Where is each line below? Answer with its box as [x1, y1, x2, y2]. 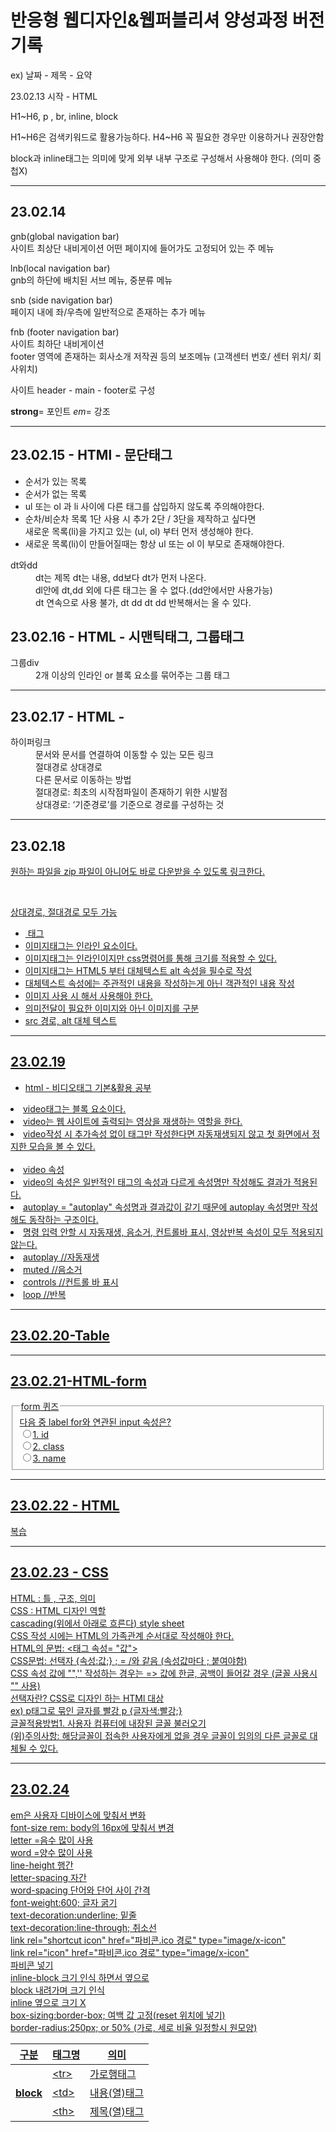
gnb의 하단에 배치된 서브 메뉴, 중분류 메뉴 [10, 274, 173, 286]
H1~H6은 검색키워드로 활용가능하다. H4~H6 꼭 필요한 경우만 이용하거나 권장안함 [10, 131, 325, 143]
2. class [32, 1441, 65, 1453]
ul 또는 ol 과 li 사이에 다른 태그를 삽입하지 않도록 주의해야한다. [24, 500, 265, 512]
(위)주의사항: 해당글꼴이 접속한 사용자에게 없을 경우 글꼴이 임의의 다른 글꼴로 [10, 1729, 308, 1741]
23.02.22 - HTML [10, 1497, 120, 1515]
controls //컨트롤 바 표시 [23, 1276, 119, 1288]
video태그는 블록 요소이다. [23, 1102, 127, 1115]
